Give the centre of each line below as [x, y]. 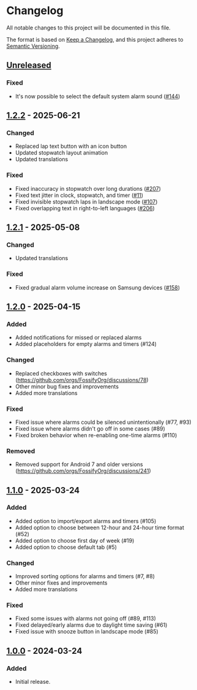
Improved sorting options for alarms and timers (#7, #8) [85, 577]
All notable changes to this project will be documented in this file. [89, 28]
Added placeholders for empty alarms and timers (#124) [86, 344]
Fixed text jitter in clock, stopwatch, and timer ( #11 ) [79, 195]
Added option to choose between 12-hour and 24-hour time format [100, 527]
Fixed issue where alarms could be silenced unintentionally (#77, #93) [103, 422]
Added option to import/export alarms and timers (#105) [86, 521]
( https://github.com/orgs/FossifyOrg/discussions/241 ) [83, 471]
